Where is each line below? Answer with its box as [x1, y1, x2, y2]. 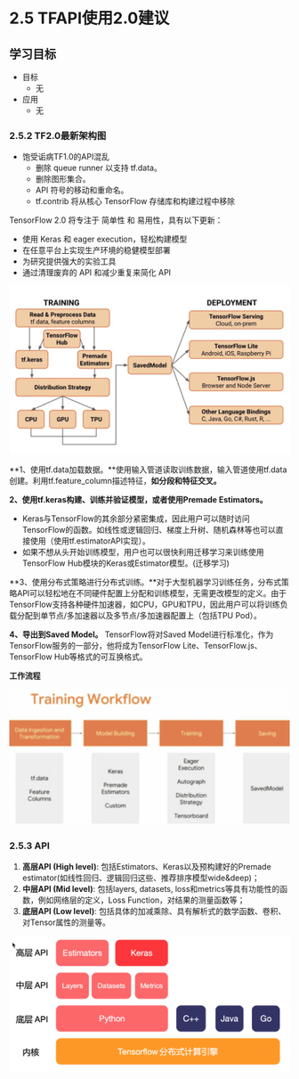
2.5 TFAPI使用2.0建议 [9, 8, 170, 29]
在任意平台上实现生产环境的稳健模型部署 [21, 245, 171, 256]
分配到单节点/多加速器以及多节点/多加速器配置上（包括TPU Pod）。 [16, 609, 263, 620]
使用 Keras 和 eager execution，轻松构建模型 [21, 233, 188, 245]
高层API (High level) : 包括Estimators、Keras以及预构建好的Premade [21, 861, 271, 871]
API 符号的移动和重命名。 [35, 184, 129, 196]
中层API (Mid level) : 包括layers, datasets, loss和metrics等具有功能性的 [21, 883, 280, 894]
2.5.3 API [9, 839, 51, 852]
